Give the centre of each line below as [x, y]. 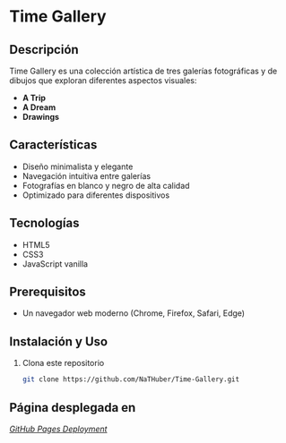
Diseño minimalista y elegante [78, 166]
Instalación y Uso [59, 341]
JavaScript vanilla [55, 264]
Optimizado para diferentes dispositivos [96, 195]
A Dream [39, 107]
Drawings [41, 117]
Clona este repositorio [63, 363]
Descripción [44, 50]
